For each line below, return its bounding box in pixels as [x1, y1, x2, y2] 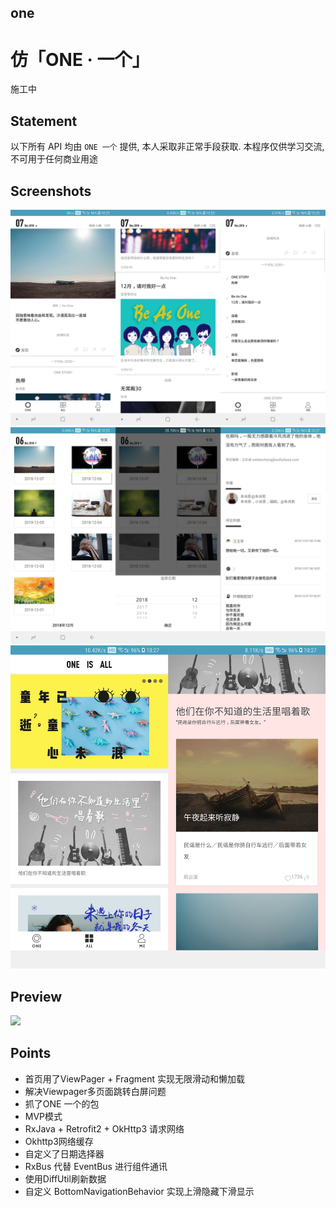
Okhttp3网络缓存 [24, 1135, 94, 1147]
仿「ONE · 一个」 [10, 48, 150, 71]
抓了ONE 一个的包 [24, 1097, 100, 1110]
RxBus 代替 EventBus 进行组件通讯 [24, 1160, 168, 1172]
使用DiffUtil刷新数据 [24, 1172, 107, 1185]
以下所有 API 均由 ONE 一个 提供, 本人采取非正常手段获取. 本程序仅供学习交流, [10, 141, 325, 153]
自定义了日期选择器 [24, 1147, 105, 1160]
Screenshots [10, 182, 92, 200]
